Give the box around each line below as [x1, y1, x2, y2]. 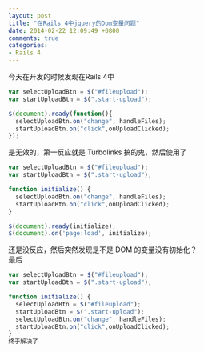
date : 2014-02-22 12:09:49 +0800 [8, 26, 120, 34]
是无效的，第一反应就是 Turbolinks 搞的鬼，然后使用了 [8, 147, 187, 157]
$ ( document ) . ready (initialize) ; [8, 222, 116, 230]
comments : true [8, 34, 59, 42]
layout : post [8, 11, 52, 20]
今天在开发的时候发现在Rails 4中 [8, 72, 114, 81]
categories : [8, 42, 48, 50]
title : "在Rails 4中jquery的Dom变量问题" [8, 19, 140, 27]
